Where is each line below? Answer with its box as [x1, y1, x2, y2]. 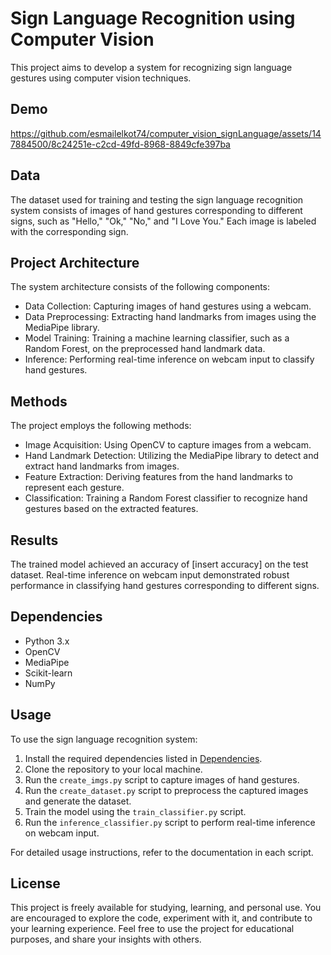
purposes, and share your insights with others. [10, 933, 202, 946]
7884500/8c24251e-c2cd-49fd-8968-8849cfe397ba [10, 138, 231, 150]
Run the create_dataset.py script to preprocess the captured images [24, 784, 309, 796]
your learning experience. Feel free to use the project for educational [10, 923, 295, 935]
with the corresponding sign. [10, 225, 129, 237]
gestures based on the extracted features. [24, 503, 199, 515]
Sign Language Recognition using [10, 7, 296, 30]
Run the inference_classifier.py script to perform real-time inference [24, 816, 316, 828]
